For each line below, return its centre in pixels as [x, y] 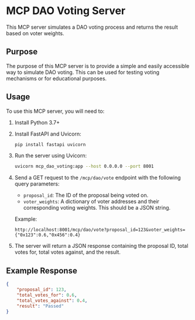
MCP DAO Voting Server [66, 11]
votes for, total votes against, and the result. [68, 252]
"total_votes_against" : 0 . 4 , [52, 301]
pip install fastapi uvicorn [50, 144]
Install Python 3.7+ [37, 122]
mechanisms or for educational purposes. [57, 78]
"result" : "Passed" [40, 306]
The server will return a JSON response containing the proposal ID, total [101, 246]
